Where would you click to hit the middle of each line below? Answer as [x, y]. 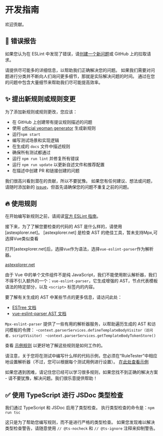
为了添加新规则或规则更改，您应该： [41, 112]
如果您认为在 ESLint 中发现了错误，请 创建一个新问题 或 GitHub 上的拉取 [76, 53]
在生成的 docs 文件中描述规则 [41, 146]
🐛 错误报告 [21, 41]
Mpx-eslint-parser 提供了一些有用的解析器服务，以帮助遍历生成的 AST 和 [78, 324]
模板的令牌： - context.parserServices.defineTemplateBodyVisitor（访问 [81, 330]
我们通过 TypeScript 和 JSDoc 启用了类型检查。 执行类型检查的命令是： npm [80, 408]
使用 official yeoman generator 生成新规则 [54, 128]
